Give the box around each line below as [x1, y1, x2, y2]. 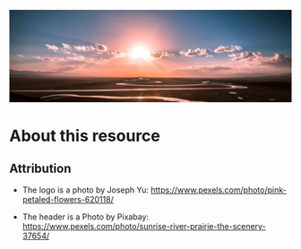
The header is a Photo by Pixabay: [21, 211, 150, 222]
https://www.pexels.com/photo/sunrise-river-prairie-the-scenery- [21, 221, 266, 232]
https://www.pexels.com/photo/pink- [150, 185, 287, 195]
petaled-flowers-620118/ [21, 194, 114, 205]
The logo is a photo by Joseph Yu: [21, 185, 150, 195]
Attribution [9, 160, 72, 176]
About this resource [9, 125, 161, 146]
